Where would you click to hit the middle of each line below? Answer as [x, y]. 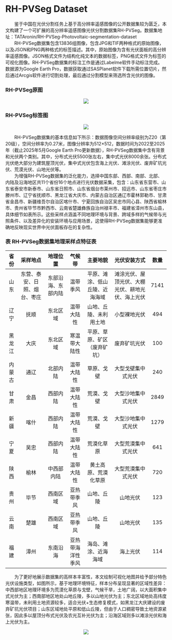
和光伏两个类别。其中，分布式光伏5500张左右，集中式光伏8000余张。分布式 [86, 156]
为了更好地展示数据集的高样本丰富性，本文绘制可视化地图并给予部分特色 [91, 577]
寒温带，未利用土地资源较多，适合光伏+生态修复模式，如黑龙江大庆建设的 [83, 602]
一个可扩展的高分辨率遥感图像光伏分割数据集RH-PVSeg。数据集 [90, 30]
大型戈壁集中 [130, 368]
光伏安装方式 [130, 260]
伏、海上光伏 [130, 297]
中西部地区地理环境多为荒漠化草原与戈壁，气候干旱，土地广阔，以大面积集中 [86, 590]
